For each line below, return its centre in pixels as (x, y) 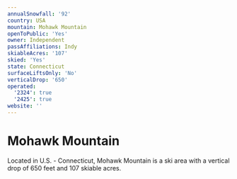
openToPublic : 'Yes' (38, 34)
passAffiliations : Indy (42, 47)
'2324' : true (33, 93)
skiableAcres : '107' (38, 54)
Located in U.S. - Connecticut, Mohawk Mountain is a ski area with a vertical (118, 161)
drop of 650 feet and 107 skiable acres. (64, 168)
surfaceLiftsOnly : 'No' (42, 73)
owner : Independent (36, 40)
